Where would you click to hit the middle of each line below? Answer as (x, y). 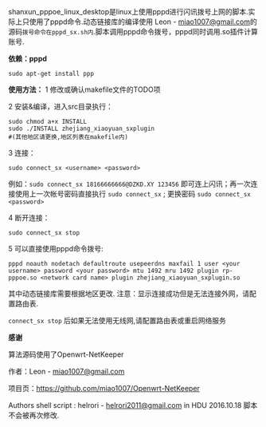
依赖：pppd (28, 59)
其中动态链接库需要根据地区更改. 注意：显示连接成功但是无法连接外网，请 (129, 293)
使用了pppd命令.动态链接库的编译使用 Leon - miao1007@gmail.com (140, 22)
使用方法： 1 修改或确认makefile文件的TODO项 (84, 89)
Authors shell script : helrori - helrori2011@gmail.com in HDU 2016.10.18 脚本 (133, 405)
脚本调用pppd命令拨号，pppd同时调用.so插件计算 (177, 32)
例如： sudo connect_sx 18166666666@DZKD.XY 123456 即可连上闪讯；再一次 (129, 184)
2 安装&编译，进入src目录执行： (61, 107)
